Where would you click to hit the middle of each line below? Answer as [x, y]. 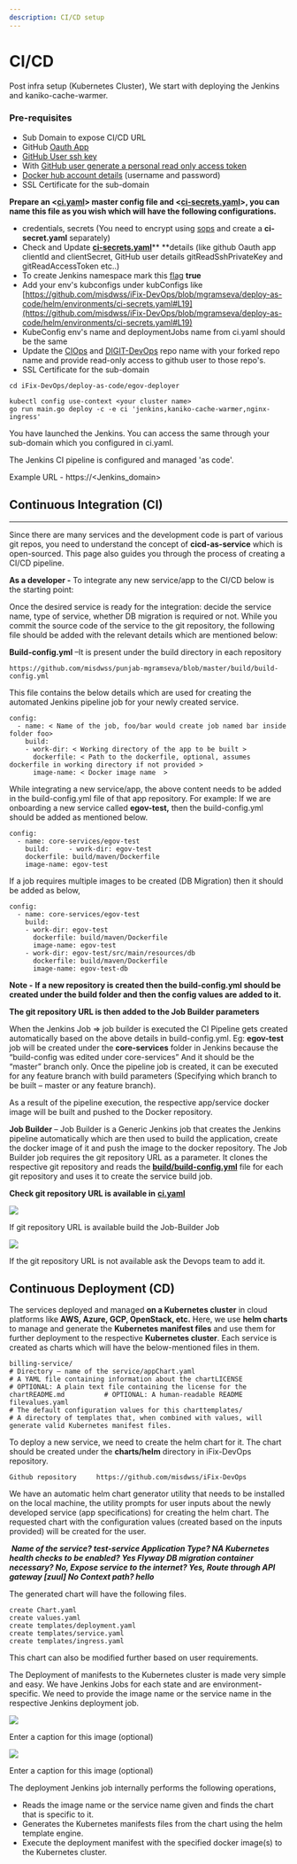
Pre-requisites [41, 118]
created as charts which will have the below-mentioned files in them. [134, 1347]
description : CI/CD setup [57, 17]
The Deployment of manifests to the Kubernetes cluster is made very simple [148, 1675]
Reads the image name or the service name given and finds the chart [148, 1806]
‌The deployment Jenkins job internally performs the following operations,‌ [143, 1788]
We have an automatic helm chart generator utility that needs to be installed [147, 1494]
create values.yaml [45, 1618]
